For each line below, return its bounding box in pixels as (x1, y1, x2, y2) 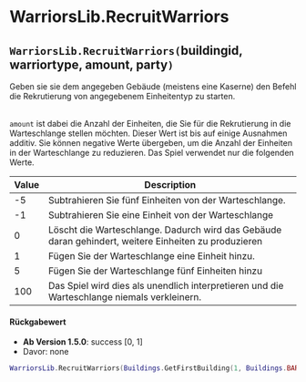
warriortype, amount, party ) (9, 57, 175, 72)
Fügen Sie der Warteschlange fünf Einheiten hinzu (48, 264, 262, 277)
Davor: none (22, 346, 69, 357)
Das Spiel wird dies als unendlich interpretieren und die (48, 280, 284, 292)
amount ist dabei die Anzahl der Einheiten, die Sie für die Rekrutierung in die (9, 119, 291, 129)
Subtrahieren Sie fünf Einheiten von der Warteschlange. (48, 194, 286, 206)
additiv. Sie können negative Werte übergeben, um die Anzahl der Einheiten (9, 138, 293, 148)
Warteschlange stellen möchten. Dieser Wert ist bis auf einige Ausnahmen (9, 128, 288, 139)
